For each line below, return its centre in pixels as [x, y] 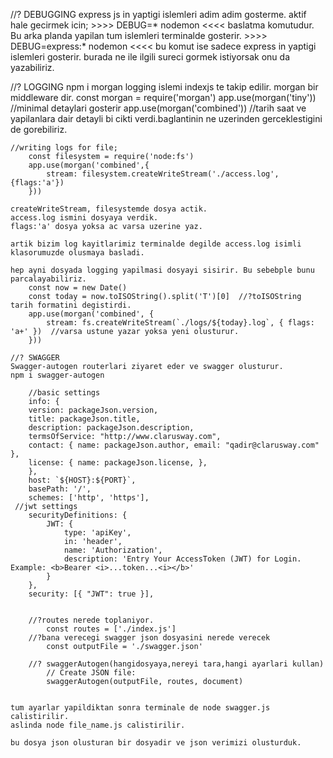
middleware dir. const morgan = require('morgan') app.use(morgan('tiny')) [163, 97]
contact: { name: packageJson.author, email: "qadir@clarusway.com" [174, 445]
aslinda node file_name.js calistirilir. [98, 725]
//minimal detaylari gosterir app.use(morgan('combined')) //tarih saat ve [158, 108]
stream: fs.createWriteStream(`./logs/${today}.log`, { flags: [180, 323]
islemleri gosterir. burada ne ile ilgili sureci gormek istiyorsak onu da [150, 57]
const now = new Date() [78, 288]
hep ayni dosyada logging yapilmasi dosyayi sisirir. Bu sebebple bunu [162, 270]
